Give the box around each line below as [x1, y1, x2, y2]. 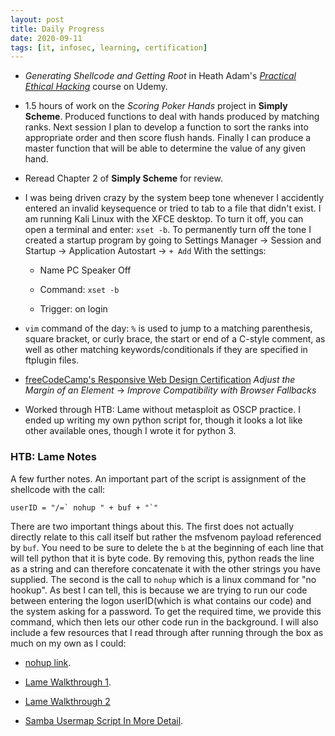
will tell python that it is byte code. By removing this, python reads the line [10, 552, 315, 564]
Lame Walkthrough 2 [24, 695, 111, 707]
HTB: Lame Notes [10, 450, 97, 464]
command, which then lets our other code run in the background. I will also [10, 616, 319, 628]
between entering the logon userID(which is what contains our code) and [10, 594, 312, 606]
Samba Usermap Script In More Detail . [24, 714, 184, 726]
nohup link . [24, 656, 72, 668]
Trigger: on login [39, 303, 108, 315]
